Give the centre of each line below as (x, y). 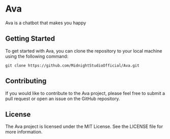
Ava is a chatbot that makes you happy (46, 23)
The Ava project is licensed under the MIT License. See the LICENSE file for (84, 126)
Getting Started (30, 39)
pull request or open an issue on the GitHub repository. (63, 99)
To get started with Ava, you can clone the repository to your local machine (84, 51)
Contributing (26, 81)
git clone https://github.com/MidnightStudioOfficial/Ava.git (72, 65)
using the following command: (37, 56)
